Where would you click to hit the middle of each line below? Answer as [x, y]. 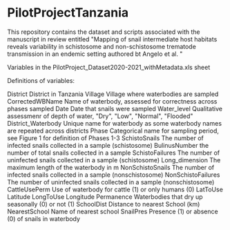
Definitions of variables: [41, 80]
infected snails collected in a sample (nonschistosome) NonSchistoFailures [114, 175]
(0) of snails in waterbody [44, 218]
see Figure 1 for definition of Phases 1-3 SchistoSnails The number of [105, 138]
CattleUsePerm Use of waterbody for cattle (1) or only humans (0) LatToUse [115, 189]
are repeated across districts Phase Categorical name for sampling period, [113, 131]
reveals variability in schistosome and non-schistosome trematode [102, 46]
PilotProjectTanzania [68, 13]
